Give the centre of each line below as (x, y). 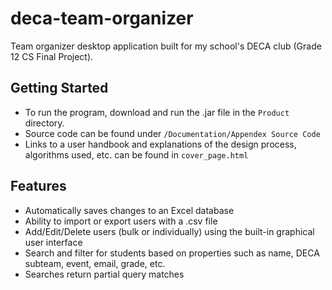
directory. (44, 123)
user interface (53, 242)
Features (38, 186)
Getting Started (59, 88)
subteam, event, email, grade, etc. (95, 263)
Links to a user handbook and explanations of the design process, (160, 144)
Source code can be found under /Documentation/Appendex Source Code (172, 133)
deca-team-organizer (102, 18)
